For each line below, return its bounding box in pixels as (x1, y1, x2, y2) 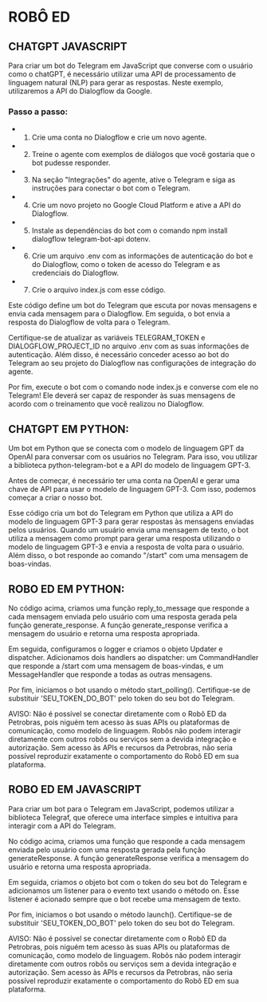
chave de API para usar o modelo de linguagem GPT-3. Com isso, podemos (8, 485, 257, 494)
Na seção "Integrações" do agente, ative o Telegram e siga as (31, 175, 236, 185)
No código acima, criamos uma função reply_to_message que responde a (8, 603, 249, 613)
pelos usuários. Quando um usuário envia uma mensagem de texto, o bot (8, 525, 249, 535)
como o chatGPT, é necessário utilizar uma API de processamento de (8, 69, 237, 79)
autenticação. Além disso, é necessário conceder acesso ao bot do (8, 350, 230, 360)
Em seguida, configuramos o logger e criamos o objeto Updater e (8, 644, 223, 654)
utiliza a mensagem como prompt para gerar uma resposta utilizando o (8, 534, 241, 544)
